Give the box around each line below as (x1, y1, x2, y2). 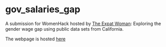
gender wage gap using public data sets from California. (5, 26, 124, 32)
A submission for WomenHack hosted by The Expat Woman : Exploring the (5, 20, 161, 27)
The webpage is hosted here (5, 36, 66, 42)
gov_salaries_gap (5, 4, 81, 15)
